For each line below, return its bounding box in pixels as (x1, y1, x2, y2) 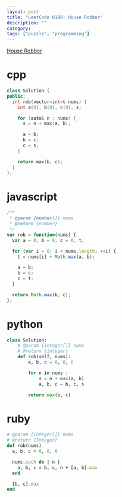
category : (7, 25, 32, 32)
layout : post (7, 8, 39, 15)
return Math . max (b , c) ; (12, 291, 71, 298)
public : (7, 93, 26, 99)
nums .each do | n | (12, 459, 61, 465)
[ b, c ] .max (12, 481, 39, 487)
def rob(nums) (7, 443, 42, 449)
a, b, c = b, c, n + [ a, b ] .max (17, 464, 98, 471)
